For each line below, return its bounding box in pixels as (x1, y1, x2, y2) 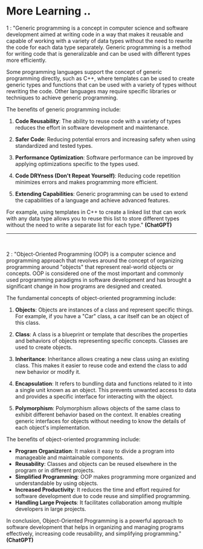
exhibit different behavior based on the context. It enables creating (14, 411, 181, 418)
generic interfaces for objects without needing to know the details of (14, 417, 186, 425)
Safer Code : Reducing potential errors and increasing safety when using (14, 135, 196, 143)
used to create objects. (14, 344, 73, 351)
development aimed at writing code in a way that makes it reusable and (6, 30, 184, 38)
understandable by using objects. (14, 479, 98, 487)
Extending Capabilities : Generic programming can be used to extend (14, 190, 188, 198)
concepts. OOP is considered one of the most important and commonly (6, 270, 184, 277)
